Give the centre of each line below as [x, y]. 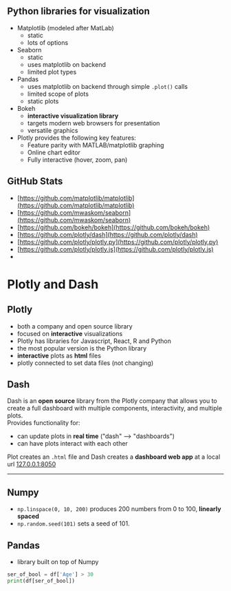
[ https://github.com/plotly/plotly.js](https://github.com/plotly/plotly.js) [115, 249]
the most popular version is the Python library [82, 348]
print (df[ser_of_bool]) [41, 581]
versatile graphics [53, 130]
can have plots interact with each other [73, 444]
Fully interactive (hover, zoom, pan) [77, 159]
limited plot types [52, 72]
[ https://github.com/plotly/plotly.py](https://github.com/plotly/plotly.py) [118, 242]
